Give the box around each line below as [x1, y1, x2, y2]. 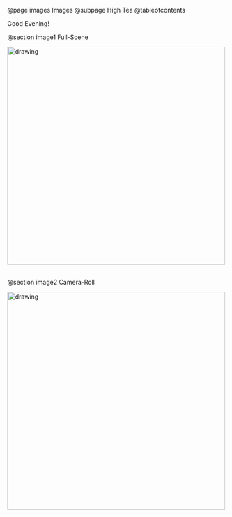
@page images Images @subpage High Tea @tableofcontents [7, 6, 186, 14]
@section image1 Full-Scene [7, 33, 88, 41]
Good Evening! [7, 20, 50, 27]
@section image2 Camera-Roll [7, 278, 95, 286]
